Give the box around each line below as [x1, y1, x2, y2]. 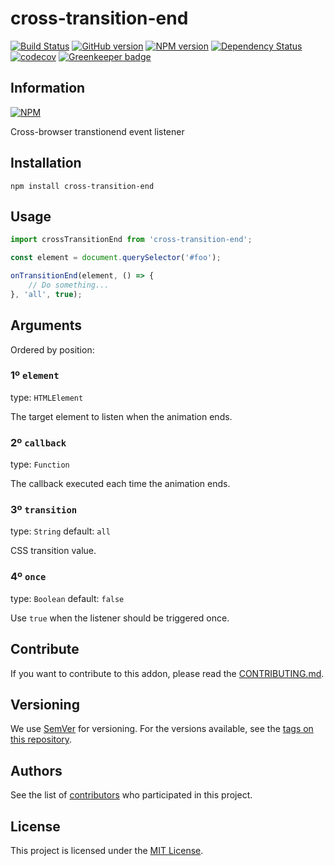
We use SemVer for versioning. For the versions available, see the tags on [10, 723, 314, 735]
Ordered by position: [10, 343, 95, 356]
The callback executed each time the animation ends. [10, 478, 231, 490]
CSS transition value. [10, 545, 97, 557]
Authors [10, 762, 63, 779]
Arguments [10, 317, 83, 334]
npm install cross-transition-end [10, 181, 155, 191]
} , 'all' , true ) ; [10, 289, 83, 299]
